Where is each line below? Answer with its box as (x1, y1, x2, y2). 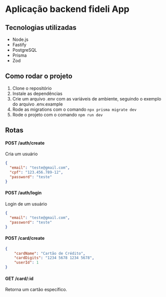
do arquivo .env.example (12, 101, 63, 107)
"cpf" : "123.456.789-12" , (9, 170, 64, 175)
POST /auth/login (5, 190, 42, 196)
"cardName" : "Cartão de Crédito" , (14, 251, 85, 256)
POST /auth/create (5, 140, 45, 146)
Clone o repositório (12, 85, 52, 91)
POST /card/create (5, 235, 45, 241)
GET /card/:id (5, 275, 34, 282)
